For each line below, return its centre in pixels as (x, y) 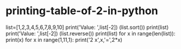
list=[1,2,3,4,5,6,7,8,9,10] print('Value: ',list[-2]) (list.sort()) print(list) (87, 27)
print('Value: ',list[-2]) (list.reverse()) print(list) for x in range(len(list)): (90, 33)
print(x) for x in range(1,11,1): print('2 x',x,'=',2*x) (64, 40)
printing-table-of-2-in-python (82, 11)
